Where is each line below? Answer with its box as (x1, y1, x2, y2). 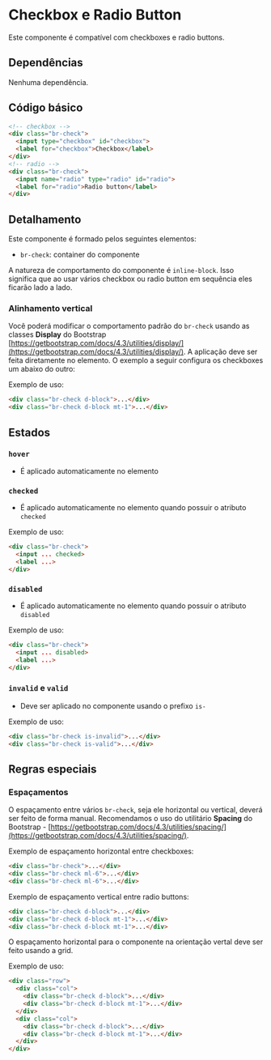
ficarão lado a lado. (8, 283, 73, 292)
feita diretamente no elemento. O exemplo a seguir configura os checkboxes (8, 355, 264, 365)
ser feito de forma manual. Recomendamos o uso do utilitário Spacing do (8, 814, 253, 824)
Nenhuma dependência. (8, 77, 89, 87)
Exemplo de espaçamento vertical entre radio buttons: (8, 892, 189, 901)
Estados (8, 425, 51, 439)
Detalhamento (8, 212, 82, 226)
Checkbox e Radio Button (8, 6, 182, 24)
